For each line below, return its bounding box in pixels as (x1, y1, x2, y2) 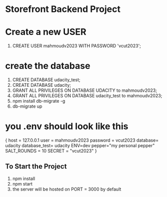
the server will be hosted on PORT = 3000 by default (12, 186, 121, 192)
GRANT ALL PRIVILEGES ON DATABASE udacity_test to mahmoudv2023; (12, 93, 162, 99)
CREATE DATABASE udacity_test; (12, 77, 80, 83)
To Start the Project (5, 162, 67, 171)
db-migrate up (12, 103, 42, 109)
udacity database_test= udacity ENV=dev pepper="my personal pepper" (5, 143, 155, 148)
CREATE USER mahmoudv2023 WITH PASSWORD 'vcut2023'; (12, 43, 141, 49)
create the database (5, 60, 90, 72)
